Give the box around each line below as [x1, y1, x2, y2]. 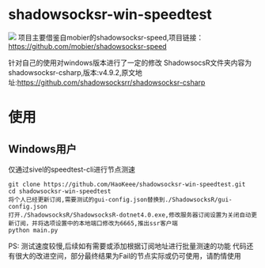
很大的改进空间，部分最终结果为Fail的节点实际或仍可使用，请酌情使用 [14, 251, 241, 260]
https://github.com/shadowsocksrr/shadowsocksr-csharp [17, 77, 206, 87]
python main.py [8, 226, 59, 234]
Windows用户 [8, 142, 77, 156]
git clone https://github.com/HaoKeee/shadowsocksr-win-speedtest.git [8, 180, 246, 188]
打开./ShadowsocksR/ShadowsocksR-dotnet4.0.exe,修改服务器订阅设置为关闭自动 [8, 211, 252, 219]
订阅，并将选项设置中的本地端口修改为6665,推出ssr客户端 [13, 219, 178, 227]
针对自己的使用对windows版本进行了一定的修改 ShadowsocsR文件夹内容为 [8, 58, 252, 67]
